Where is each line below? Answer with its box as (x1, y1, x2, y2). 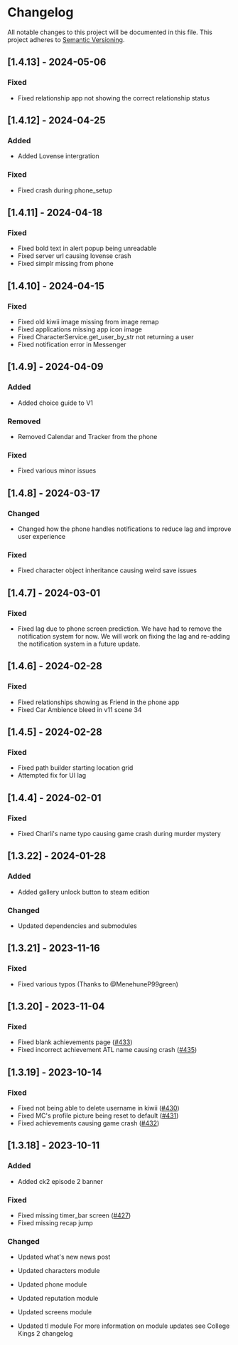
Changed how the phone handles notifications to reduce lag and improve (17, 525, 232, 533)
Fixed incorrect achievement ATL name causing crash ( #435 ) (17, 1046, 198, 1054)
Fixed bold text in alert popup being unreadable (17, 244, 157, 253)
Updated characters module (17, 1267, 100, 1275)
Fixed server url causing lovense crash (17, 252, 131, 260)
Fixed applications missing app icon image (17, 325, 143, 334)
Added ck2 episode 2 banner (17, 1177, 104, 1185)
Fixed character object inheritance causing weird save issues (17, 566, 198, 574)
